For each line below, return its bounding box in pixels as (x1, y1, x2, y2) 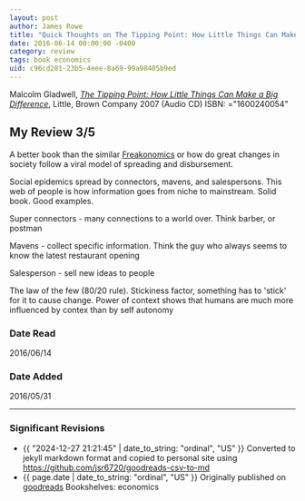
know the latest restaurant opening (9, 250, 141, 260)
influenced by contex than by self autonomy (9, 304, 174, 315)
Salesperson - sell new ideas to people (9, 267, 155, 278)
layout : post (9, 13, 59, 23)
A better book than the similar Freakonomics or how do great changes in (9, 149, 280, 160)
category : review (9, 47, 75, 56)
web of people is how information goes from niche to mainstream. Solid (9, 185, 277, 196)
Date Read (9, 327, 56, 339)
